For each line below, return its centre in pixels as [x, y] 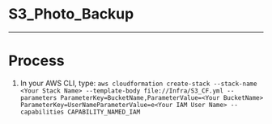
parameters [38, 97]
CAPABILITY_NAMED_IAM [104, 112]
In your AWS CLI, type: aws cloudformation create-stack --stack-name [138, 83]
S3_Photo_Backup [71, 14]
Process [36, 61]
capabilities [42, 112]
